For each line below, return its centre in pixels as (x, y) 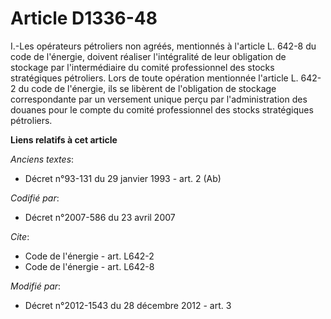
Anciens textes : (42, 159)
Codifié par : (35, 198)
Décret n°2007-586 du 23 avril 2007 (100, 217)
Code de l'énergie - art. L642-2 (89, 256)
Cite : (20, 236)
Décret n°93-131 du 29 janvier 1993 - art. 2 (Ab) (123, 178)
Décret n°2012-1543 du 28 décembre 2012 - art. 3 (128, 305)
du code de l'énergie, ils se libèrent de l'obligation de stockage (147, 88)
